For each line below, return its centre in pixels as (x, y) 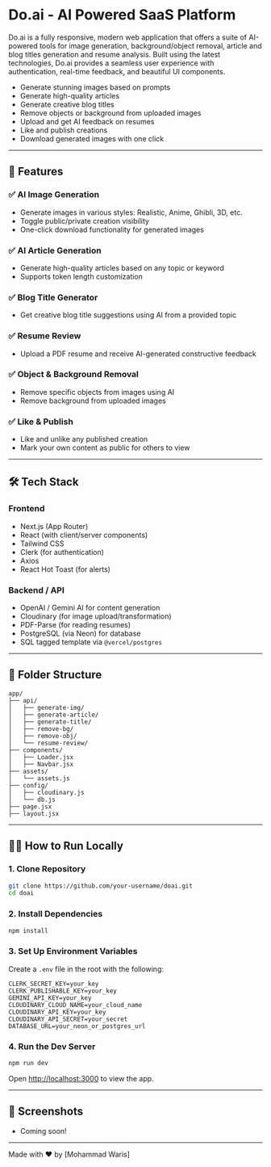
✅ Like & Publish (41, 422)
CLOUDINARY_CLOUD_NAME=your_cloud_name (75, 1005)
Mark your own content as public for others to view (105, 448)
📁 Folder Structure (55, 675)
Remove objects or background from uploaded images (110, 113)
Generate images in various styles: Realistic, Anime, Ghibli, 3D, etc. (131, 212)
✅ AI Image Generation (54, 195)
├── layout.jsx (34, 813)
